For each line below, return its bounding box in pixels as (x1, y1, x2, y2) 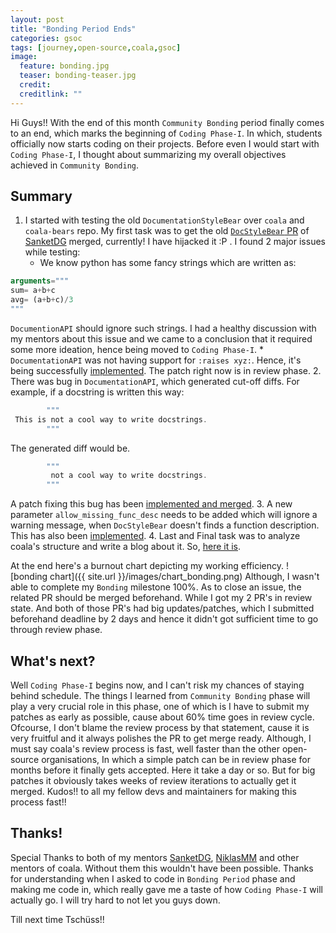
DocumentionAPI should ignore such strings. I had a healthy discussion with (10, 322, 317, 334)
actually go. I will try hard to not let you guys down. (10, 894, 221, 906)
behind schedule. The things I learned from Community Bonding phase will (10, 690, 311, 701)
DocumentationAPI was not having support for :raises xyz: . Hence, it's (10, 354, 302, 366)
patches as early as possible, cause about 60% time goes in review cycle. (10, 711, 315, 723)
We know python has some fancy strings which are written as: (39, 257, 297, 269)
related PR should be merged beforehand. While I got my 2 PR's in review (10, 592, 313, 604)
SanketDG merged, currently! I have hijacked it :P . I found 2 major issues (24, 236, 326, 248)
